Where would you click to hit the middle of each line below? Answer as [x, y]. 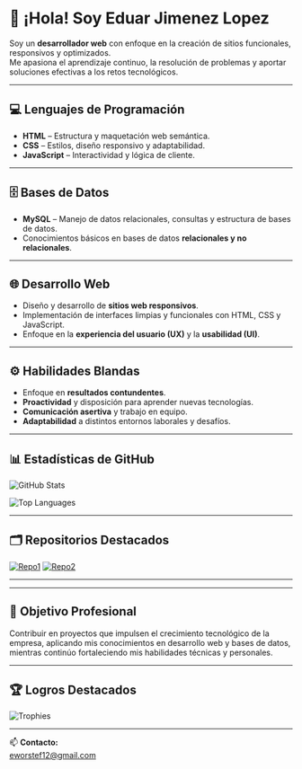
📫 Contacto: [34, 742]
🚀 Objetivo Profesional [73, 611]
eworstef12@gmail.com [53, 756]
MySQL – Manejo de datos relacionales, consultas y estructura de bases [156, 218]
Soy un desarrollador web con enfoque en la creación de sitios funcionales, [150, 43]
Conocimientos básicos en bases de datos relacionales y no [134, 238]
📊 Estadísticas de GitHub [82, 459]
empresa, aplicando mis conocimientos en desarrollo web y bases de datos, [150, 642]
